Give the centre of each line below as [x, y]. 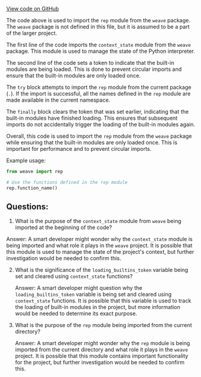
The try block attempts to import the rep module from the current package [99, 87]
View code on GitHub [32, 9]
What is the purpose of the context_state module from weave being [98, 221]
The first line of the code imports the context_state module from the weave [99, 45]
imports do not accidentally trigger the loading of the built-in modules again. [101, 124]
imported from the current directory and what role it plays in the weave [101, 350]
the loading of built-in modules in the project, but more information [97, 307]
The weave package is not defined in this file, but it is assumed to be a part [98, 27]
